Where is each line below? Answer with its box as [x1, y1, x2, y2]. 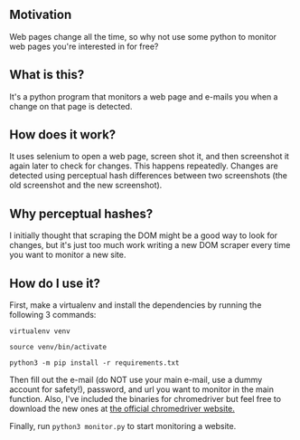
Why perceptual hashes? [9, 206, 154, 221]
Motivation [9, 7, 72, 23]
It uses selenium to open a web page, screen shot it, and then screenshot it [9, 151, 289, 162]
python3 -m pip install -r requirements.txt [9, 359, 180, 368]
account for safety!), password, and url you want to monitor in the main [9, 384, 274, 395]
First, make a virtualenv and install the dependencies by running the [9, 300, 262, 311]
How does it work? [9, 127, 117, 143]
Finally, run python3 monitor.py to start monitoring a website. [9, 421, 237, 432]
